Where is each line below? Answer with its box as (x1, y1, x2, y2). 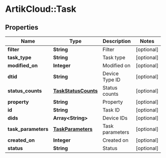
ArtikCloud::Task (5, 3, 77, 15)
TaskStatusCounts (53, 87, 98, 94)
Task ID (102, 107, 120, 113)
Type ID (102, 77, 121, 83)
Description (103, 38, 131, 44)
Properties (5, 23, 39, 32)
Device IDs (102, 115, 127, 121)
